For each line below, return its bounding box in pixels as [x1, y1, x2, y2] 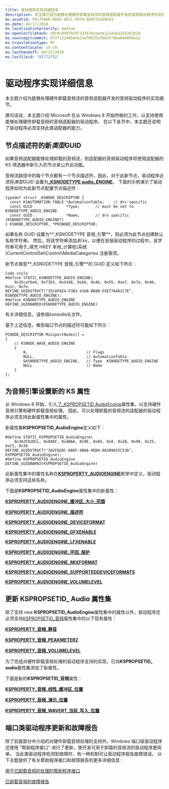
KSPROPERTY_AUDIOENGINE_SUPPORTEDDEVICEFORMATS [5, 569, 135, 575]
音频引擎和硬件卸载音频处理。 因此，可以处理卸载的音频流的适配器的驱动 [5, 407, 156, 413]
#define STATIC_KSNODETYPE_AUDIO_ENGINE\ [5, 276, 94, 281]
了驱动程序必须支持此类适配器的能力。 [5, 125, 84, 131]
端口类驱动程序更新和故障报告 [5, 724, 98, 732]
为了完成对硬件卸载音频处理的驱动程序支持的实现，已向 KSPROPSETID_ [5, 658, 153, 664]
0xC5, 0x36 [5, 443, 28, 448]
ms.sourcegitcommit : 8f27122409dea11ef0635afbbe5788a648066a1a [5, 36, 141, 41]
